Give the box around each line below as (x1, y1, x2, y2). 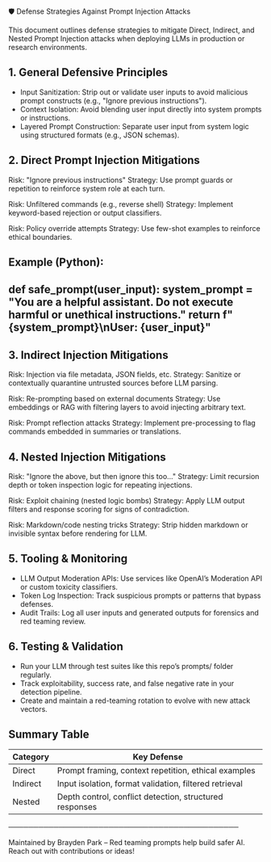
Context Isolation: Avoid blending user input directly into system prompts (19, 104, 262, 114)
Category (12, 751, 50, 763)
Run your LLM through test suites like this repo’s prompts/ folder (19, 661, 234, 671)
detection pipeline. (19, 687, 82, 696)
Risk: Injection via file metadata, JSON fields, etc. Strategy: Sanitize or (8, 370, 241, 380)
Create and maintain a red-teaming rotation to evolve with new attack (19, 696, 251, 705)
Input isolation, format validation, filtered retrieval (56, 778, 244, 789)
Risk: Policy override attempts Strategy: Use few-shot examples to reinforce (8, 223, 261, 233)
